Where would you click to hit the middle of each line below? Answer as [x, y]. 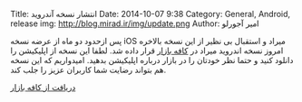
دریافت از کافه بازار [43, 87]
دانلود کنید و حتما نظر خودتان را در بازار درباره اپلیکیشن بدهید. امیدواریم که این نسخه [152, 60]
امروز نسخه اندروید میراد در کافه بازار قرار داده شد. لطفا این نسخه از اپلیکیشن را [147, 51]
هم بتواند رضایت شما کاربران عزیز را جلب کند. [88, 70]
